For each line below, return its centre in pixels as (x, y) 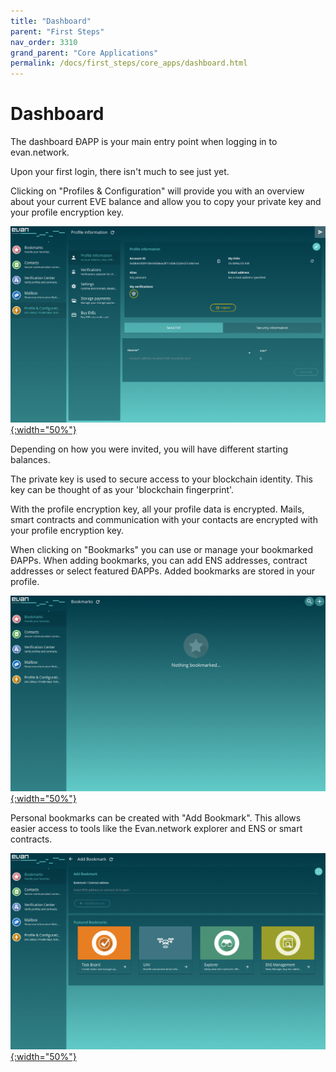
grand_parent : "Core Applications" (84, 53)
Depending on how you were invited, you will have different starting (149, 449)
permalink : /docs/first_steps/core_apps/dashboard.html (129, 63)
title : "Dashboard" (51, 21)
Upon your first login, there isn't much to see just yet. (120, 172)
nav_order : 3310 (44, 42)
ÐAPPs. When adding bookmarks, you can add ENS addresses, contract (159, 560)
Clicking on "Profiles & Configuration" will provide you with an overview (157, 191)
